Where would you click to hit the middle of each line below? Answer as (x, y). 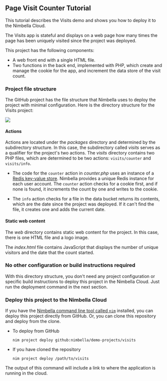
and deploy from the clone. (33, 321)
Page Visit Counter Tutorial (48, 8)
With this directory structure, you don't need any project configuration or (80, 276)
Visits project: (19, 110)
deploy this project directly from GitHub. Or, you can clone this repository (81, 316)
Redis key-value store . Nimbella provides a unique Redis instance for (83, 178)
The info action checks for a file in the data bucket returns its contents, (86, 199)
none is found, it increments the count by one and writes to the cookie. (85, 189)
